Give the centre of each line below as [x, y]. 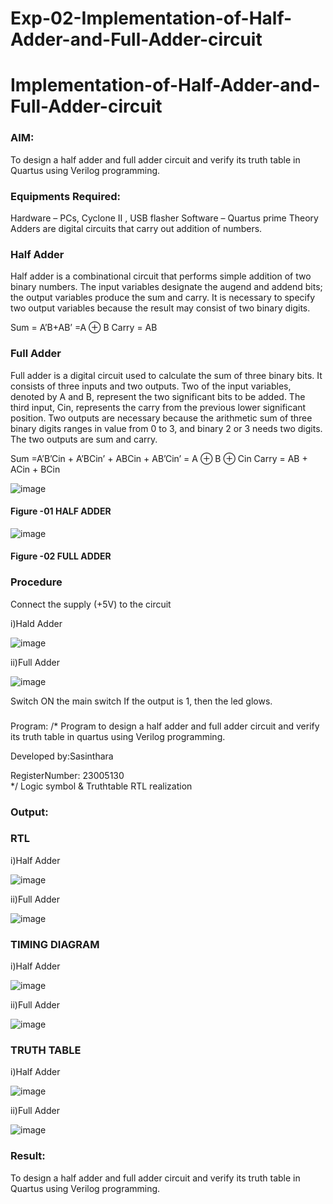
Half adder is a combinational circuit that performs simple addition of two [161, 276]
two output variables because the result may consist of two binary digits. [160, 308]
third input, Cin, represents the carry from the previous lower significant [158, 407]
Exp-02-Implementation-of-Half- [151, 18]
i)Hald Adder [36, 623]
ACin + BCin [35, 469]
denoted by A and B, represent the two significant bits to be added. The [158, 396]
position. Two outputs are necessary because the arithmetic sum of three [161, 418]
